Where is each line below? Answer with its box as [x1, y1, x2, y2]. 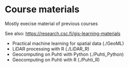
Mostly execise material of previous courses [5, 20, 98, 27]
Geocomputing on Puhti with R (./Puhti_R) [12, 56, 100, 62]
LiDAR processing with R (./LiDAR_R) [12, 46, 90, 52]
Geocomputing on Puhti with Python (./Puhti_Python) [12, 51, 124, 57]
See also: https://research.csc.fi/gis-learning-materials [5, 30, 121, 36]
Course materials [5, 4, 80, 15]
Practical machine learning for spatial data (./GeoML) [12, 40, 124, 47]
